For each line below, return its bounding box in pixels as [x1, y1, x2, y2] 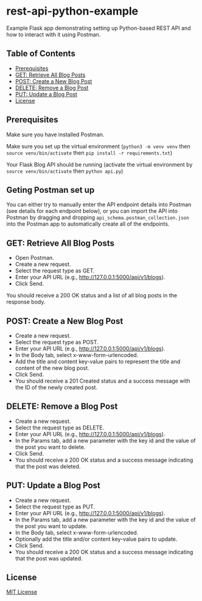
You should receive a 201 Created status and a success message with [15, 377, 190, 384]
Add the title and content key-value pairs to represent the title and [15, 358, 181, 365]
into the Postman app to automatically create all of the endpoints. [6, 220, 170, 228]
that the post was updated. [15, 555, 83, 562]
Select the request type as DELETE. [15, 424, 105, 431]
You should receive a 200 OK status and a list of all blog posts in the [6, 292, 178, 299]
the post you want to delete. [15, 443, 86, 451]
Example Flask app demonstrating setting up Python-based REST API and [6, 24, 191, 32]
